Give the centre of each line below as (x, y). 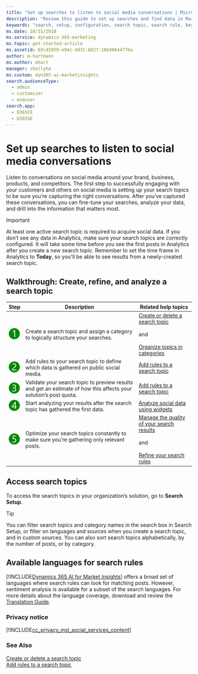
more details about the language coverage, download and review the (90, 596)
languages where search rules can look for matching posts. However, (90, 583)
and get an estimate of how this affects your (79, 388)
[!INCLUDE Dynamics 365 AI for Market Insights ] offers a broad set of (90, 577)
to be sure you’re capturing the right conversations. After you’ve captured (96, 196)
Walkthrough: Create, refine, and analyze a (87, 282)
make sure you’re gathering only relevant (75, 439)
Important (18, 220)
